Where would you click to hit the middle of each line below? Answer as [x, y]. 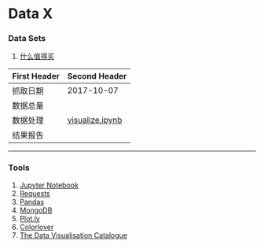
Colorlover [37, 227]
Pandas [32, 202]
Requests [35, 193]
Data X [31, 14]
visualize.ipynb [95, 120]
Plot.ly [30, 218]
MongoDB [36, 210]
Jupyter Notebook [49, 185]
